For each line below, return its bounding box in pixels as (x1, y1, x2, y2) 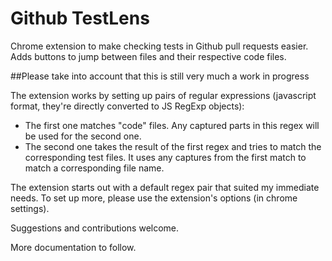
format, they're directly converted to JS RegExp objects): (10, 100, 245, 112)
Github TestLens (10, 7, 150, 30)
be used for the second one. (24, 130, 142, 142)
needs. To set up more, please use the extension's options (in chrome (10, 192, 298, 204)
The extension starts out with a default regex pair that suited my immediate (10, 181, 320, 193)
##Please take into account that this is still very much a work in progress (10, 70, 310, 82)
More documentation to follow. (10, 241, 137, 253)
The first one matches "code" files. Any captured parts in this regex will (24, 119, 320, 131)
